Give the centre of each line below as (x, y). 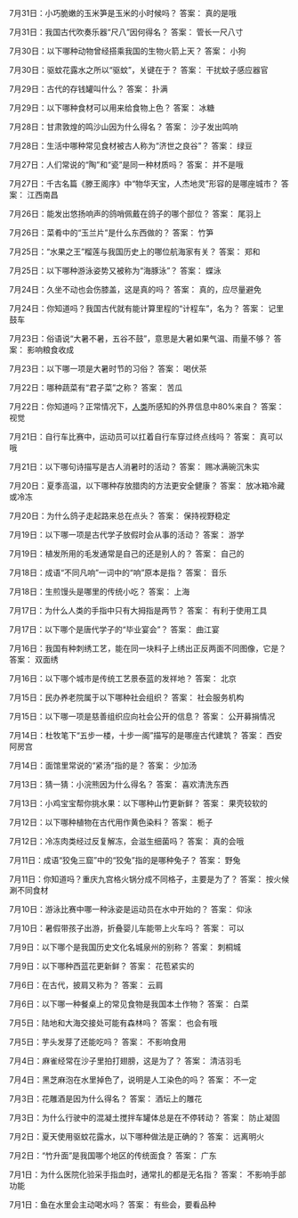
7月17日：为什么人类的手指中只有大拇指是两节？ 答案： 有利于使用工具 (138, 610)
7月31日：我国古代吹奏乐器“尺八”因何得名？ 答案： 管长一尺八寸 (126, 32)
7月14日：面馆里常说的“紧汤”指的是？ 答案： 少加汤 (103, 765)
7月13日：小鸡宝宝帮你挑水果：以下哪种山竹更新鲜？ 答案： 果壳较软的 (139, 803)
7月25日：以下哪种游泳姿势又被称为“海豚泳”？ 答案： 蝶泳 (115, 271)
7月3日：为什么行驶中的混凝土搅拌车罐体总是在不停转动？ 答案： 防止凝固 (145, 1118)
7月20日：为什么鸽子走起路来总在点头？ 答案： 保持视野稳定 (120, 516)
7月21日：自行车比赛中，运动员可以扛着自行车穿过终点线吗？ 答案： (133, 436)
